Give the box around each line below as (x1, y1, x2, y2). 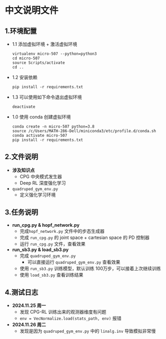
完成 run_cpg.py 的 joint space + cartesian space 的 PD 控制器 (19, 234, 150, 240)
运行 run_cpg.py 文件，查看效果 (19, 240, 86, 247)
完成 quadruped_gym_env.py (19, 252, 76, 258)
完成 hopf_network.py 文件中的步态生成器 (19, 228, 105, 234)
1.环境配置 (5, 27, 37, 35)
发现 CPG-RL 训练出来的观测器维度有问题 (19, 309, 106, 315)
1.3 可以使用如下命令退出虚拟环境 (12, 94, 82, 100)
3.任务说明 (5, 208, 39, 217)
